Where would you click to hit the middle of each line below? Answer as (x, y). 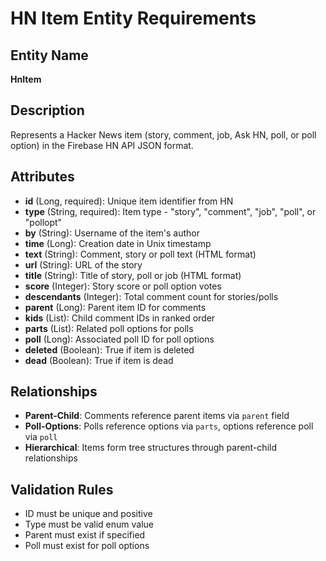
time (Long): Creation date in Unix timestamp (118, 243)
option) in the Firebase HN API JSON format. (102, 145)
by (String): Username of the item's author (112, 233)
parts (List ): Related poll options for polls (109, 328)
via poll (41, 437)
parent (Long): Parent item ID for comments (115, 307)
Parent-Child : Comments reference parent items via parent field (157, 416)
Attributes (42, 177)
